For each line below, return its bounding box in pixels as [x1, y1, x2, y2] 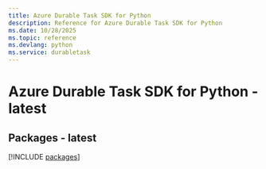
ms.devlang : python [8, 41, 73, 49]
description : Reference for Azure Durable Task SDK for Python [8, 19, 223, 27]
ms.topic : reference [8, 33, 77, 42]
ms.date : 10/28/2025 [8, 26, 77, 34]
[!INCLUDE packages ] [8, 152, 80, 161]
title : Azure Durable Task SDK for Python [8, 11, 151, 20]
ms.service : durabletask [8, 48, 91, 56]
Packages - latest [8, 131, 97, 144]
